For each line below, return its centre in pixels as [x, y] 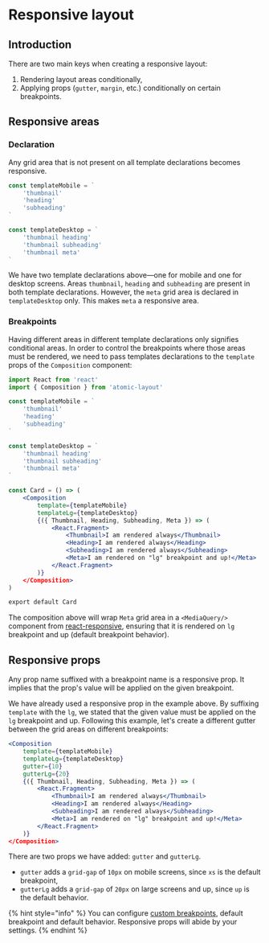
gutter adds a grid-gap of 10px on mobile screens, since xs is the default [140, 872]
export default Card [43, 602]
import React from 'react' [53, 380]
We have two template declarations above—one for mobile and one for [125, 275]
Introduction [40, 45]
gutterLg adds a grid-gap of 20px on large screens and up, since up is [135, 889]
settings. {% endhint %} [48, 930]
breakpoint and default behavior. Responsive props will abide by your [123, 922]
